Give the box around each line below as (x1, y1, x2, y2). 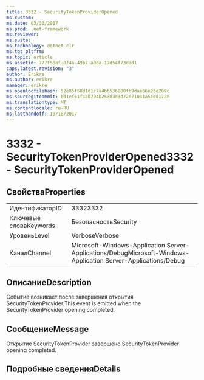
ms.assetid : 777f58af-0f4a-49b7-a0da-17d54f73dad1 (6, 60, 137, 66)
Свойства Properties (6, 187, 86, 197)
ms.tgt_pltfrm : (6, 49, 45, 55)
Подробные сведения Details (6, 364, 121, 375)
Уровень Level (9, 232, 50, 240)
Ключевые (9, 214, 41, 223)
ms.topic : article (6, 54, 53, 60)
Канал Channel (9, 249, 52, 257)
